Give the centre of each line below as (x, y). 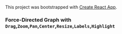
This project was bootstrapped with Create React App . (61, 7)
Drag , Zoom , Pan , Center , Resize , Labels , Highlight (60, 26)
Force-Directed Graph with (38, 20)
